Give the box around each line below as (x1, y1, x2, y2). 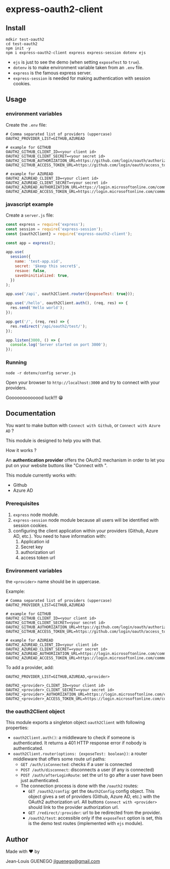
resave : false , (15, 268, 47, 273)
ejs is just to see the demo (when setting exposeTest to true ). (13, 59, 141, 65)
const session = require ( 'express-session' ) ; (6, 226, 103, 232)
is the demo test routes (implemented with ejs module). (28, 821, 144, 827)
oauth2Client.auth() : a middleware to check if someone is (13, 735, 135, 741)
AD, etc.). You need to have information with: (13, 533, 106, 539)
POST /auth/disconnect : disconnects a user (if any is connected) (20, 766, 154, 773)
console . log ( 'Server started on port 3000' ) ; (10, 342, 108, 347)
